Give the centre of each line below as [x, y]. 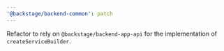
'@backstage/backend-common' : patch [60, 14]
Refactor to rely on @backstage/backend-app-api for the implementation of [112, 34]
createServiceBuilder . [39, 41]
